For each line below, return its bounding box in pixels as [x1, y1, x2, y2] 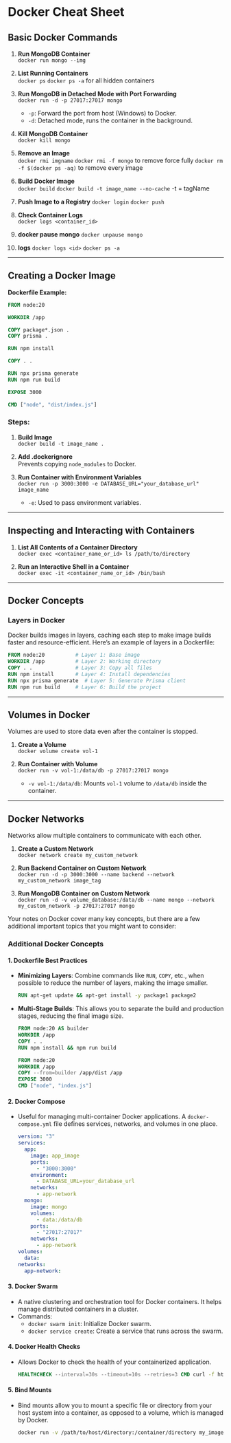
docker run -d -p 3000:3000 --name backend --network [17, 871, 175, 878]
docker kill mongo [17, 137, 71, 144]
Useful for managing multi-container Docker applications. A [17, 1112, 186, 1121]
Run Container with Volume [17, 760, 98, 768]
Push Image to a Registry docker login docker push [17, 197, 165, 206]
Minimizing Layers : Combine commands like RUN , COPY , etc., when [17, 971, 204, 980]
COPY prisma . [8, 333, 49, 340]
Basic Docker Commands [8, 32, 119, 43]
